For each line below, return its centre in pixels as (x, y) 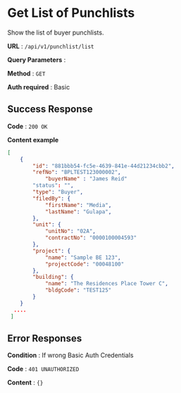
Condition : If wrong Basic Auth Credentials (70, 355)
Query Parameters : (37, 60)
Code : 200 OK (27, 126)
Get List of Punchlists (71, 13)
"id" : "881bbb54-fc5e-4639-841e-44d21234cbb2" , (104, 166)
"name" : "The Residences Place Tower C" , (107, 284)
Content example (33, 139)
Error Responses (45, 338)
